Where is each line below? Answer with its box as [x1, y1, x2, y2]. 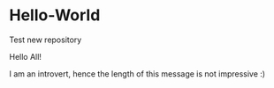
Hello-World [9, 5, 101, 26]
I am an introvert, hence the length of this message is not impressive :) [9, 68, 266, 79]
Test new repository [9, 34, 82, 45]
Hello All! [9, 51, 42, 62]
